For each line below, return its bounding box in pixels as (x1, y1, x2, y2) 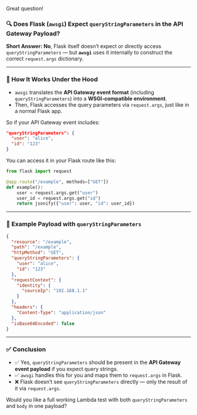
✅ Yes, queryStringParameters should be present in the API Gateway (14, 359, 181, 366)
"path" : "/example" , (11, 244, 62, 250)
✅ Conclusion (6, 345, 46, 353)
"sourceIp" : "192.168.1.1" (21, 288, 88, 294)
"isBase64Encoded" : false (11, 321, 75, 326)
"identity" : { (16, 283, 51, 288)
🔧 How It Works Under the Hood (6, 76, 98, 84)
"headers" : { (11, 304, 43, 310)
